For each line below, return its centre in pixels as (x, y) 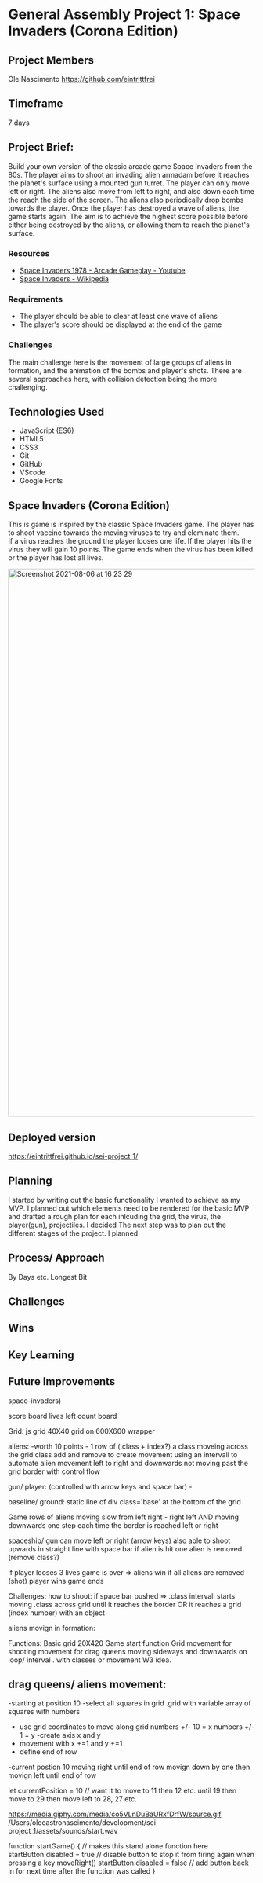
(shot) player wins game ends (56, 1581)
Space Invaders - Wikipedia (64, 278)
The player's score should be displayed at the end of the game (121, 324)
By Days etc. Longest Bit (48, 1277)
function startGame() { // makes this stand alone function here (108, 1846)
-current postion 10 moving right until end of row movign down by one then (129, 1767)
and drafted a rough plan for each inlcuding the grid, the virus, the (115, 1216)
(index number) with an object (57, 1613)
